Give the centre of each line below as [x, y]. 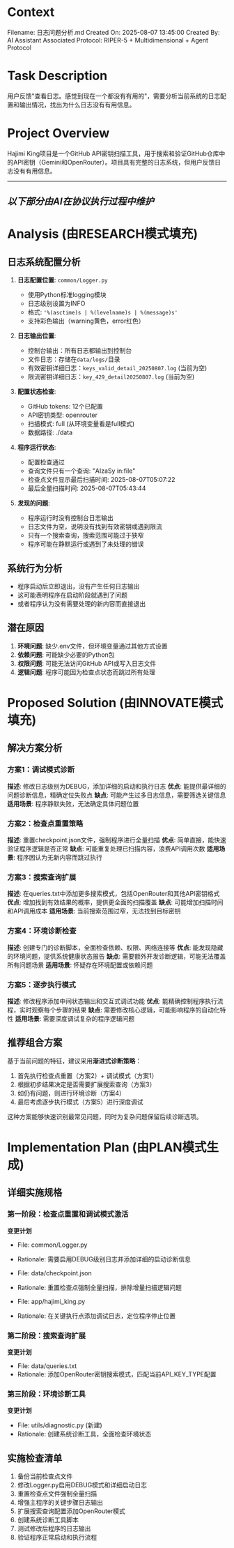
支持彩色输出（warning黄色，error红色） [86, 321]
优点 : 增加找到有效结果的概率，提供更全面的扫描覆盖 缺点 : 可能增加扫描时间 [115, 902]
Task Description [57, 76]
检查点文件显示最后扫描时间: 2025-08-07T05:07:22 [101, 480]
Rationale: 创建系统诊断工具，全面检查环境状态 [84, 1434]
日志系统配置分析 [44, 262]
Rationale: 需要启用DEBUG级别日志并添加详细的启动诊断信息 [104, 1259]
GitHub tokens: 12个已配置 [65, 407]
